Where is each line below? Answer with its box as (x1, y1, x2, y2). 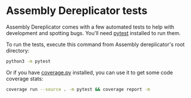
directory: (6, 47, 30, 54)
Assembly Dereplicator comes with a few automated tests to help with (6, 23, 175, 30)
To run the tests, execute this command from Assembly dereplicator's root (6, 41, 185, 48)
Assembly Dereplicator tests (6, 4, 148, 17)
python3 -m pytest (6, 58, 51, 64)
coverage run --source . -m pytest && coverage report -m (6, 86, 150, 92)
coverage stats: (6, 75, 44, 82)
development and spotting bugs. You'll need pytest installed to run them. (6, 29, 181, 36)
